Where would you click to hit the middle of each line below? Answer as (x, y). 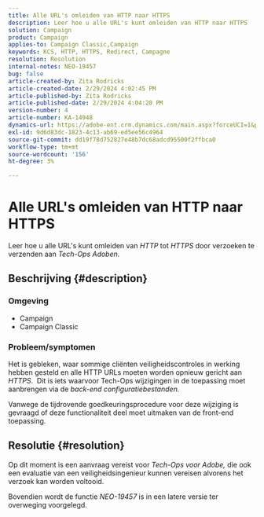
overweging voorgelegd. (48, 504)
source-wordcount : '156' (49, 154)
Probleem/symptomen (52, 346)
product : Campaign (38, 37)
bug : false (26, 74)
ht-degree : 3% (31, 162)
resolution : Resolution (47, 60)
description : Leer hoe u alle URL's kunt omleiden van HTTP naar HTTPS (128, 23)
